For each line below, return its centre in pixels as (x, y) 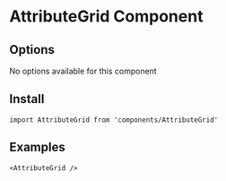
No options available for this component (83, 71)
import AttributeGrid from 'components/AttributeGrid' (114, 120)
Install (27, 99)
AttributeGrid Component (106, 17)
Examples (37, 147)
